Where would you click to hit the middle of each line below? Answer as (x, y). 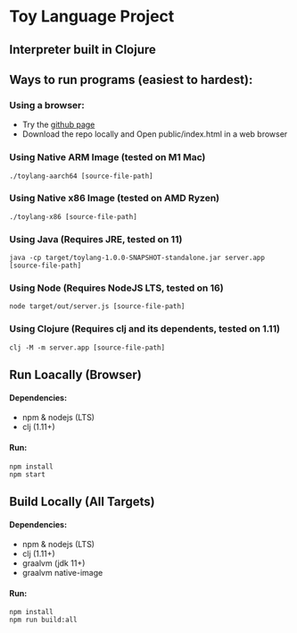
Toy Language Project (92, 17)
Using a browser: (47, 105)
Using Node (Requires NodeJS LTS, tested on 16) (117, 288)
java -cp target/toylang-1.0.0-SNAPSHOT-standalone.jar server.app (137, 258)
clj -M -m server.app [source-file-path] (87, 347)
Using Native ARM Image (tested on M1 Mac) (107, 157)
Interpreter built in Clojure (82, 50)
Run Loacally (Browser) (76, 375)
